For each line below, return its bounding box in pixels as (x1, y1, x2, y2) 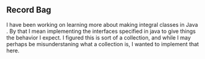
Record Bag (6, 5, 51, 15)
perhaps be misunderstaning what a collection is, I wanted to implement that (6, 40, 199, 47)
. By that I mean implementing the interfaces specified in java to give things (6, 27, 196, 35)
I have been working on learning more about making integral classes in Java (6, 21, 198, 28)
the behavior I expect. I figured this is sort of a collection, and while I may (6, 33, 191, 41)
